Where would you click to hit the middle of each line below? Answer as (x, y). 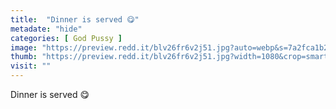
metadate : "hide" (46, 29)
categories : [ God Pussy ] (66, 38)
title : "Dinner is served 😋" (75, 19)
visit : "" (31, 66)
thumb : (24, 57)
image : (24, 47)
